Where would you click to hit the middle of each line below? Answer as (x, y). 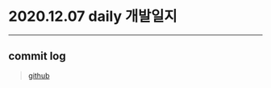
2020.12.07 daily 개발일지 (93, 16)
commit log (37, 56)
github (39, 75)
